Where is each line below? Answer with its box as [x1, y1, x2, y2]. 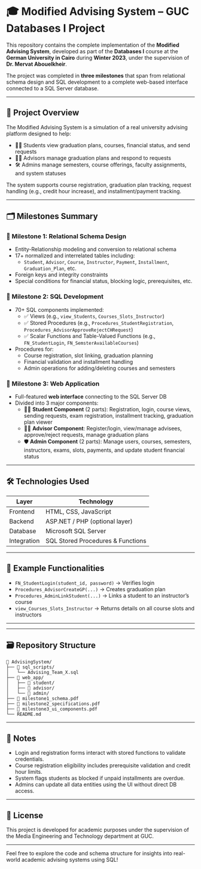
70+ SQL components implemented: [14, 306, 104, 313]
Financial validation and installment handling [23, 358, 133, 365]
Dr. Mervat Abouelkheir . [6, 60, 68, 68]
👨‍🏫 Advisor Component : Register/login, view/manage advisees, [23, 425, 182, 432]
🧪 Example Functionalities [6, 563, 105, 573]
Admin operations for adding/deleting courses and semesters [23, 364, 175, 372]
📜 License [6, 810, 44, 821]
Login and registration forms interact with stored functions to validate [14, 749, 186, 756]
